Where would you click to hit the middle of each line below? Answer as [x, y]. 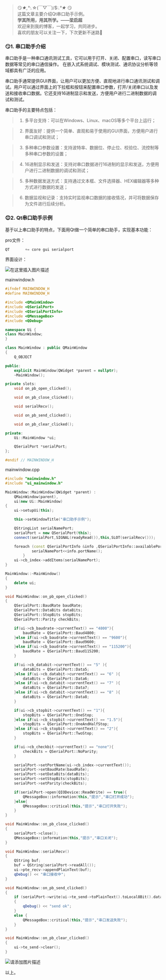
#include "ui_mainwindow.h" [34, 483]
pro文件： [15, 240]
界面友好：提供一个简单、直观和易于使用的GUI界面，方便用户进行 [91, 131]
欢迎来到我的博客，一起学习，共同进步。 [58, 26]
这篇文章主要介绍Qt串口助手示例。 [52, 14]
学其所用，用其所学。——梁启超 [50, 20]
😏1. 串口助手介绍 [25, 46]
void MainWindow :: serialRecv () [37, 852]
